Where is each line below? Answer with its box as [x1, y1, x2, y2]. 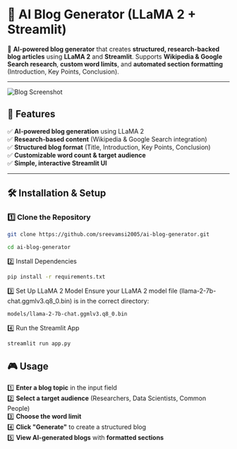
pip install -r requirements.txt [7, 274, 106, 281]
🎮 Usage [7, 361, 49, 373]
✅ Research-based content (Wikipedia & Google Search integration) [7, 134, 207, 144]
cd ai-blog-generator [7, 244, 71, 251]
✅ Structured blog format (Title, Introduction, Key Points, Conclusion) [7, 143, 211, 151]
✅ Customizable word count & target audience [7, 151, 146, 159]
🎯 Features [7, 108, 56, 120]
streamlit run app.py [7, 339, 71, 347]
